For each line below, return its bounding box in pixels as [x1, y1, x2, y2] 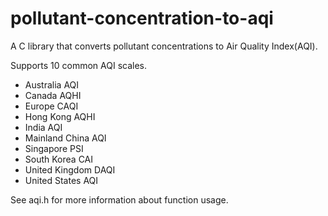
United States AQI [24, 174, 99, 186]
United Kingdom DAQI [24, 163, 116, 176]
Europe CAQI [24, 100, 79, 112]
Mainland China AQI [24, 132, 107, 144]
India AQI [24, 121, 63, 133]
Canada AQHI [24, 89, 82, 101]
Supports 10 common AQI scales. [10, 59, 147, 71]
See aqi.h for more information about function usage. [10, 193, 229, 206]
